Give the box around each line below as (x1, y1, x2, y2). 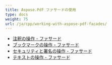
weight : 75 (5, 16, 28, 21)
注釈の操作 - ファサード (12, 35, 62, 41)
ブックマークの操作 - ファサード (12, 42, 80, 48)
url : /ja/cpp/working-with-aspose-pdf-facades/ (5, 21, 107, 26)
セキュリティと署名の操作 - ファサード (12, 48, 92, 54)
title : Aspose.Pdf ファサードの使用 (5, 7, 76, 12)
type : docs (5, 12, 28, 17)
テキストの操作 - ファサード (12, 54, 71, 60)
